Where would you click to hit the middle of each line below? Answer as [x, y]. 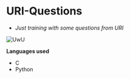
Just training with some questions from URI [69, 28]
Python [24, 69]
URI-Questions [44, 11]
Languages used [28, 51]
